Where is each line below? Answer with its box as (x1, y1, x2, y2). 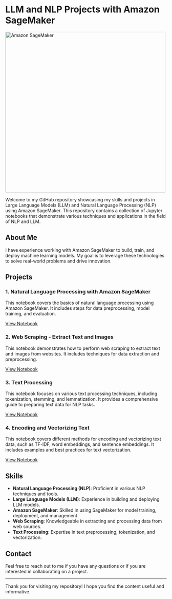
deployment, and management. (12, 513, 79, 519)
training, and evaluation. (5, 311, 56, 317)
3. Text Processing (5, 379, 53, 386)
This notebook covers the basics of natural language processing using (5, 299, 154, 306)
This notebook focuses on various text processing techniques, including (5, 390, 158, 397)
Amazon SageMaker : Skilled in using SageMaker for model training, (12, 507, 157, 513)
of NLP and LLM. (5, 218, 41, 224)
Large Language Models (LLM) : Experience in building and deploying (12, 496, 160, 502)
